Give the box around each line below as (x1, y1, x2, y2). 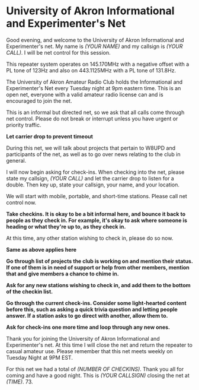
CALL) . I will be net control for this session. (6, 49, 111, 56)
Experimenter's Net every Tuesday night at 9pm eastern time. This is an (6, 84, 181, 91)
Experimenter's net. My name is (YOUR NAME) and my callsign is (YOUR (6, 43, 183, 50)
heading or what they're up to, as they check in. (6, 223, 126, 230)
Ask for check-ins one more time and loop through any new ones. (6, 324, 171, 331)
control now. (6, 199, 37, 206)
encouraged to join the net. (6, 97, 72, 104)
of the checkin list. (6, 288, 53, 295)
